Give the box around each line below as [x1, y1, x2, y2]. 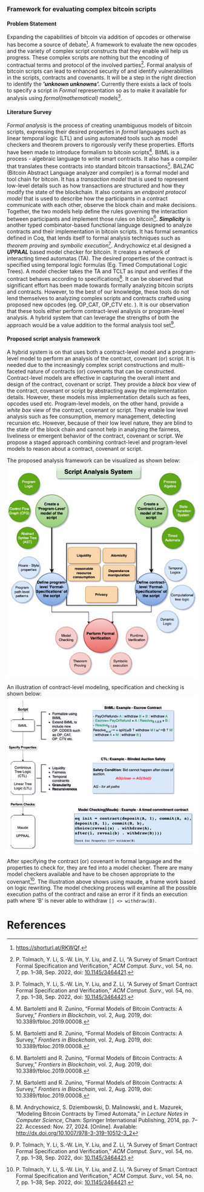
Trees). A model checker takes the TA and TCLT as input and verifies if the [7, 268, 192, 275]
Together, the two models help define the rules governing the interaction [7, 207, 188, 215]
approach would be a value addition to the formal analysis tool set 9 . [7, 320, 176, 329]
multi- [170, 362, 185, 369]
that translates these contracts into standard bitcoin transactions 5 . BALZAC [7, 161, 194, 170]
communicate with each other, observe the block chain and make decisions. [7, 201, 197, 208]
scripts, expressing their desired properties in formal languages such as [7, 128, 186, 135]
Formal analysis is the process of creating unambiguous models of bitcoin [7, 122, 192, 129]
